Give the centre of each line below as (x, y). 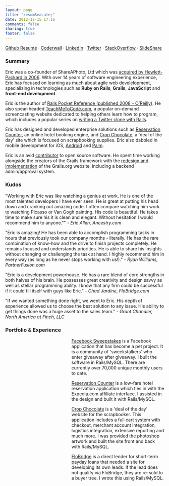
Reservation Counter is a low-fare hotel (112, 383)
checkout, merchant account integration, (114, 425)
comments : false (22, 24)
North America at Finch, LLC (35, 317)
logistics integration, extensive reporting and (118, 430)
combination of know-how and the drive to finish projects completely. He (81, 243)
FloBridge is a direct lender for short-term (115, 456)
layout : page (19, 10)
